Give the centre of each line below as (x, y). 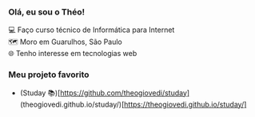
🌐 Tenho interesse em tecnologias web (73, 54)
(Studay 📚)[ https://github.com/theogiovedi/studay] (105, 93)
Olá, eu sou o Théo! (47, 12)
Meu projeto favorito (49, 75)
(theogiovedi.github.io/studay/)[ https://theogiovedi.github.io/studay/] (133, 104)
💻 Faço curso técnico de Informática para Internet (92, 30)
